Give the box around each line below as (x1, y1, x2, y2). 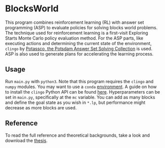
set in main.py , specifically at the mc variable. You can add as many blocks (5, 94, 156, 100)
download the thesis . (5, 137, 48, 144)
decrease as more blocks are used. (5, 104, 77, 110)
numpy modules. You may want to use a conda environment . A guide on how (5, 84, 157, 90)
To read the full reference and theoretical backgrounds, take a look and (5, 132, 150, 138)
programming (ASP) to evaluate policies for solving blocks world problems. (5, 24, 158, 30)
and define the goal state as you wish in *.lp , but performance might (5, 99, 146, 105)
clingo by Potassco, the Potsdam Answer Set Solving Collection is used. (5, 46, 153, 51)
